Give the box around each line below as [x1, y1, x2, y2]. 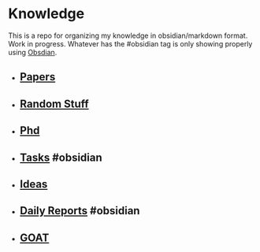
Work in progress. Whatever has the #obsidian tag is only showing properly [8, 39, 253, 48]
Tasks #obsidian [19, 150, 102, 164]
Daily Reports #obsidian [19, 204, 140, 217]
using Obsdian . [8, 47, 58, 57]
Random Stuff [19, 97, 89, 110]
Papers [19, 70, 56, 83]
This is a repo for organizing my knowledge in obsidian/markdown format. [8, 31, 248, 40]
